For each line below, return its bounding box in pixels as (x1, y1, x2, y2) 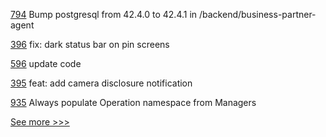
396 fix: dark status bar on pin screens (10, 39, 170, 50)
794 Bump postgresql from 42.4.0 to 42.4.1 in (10, 9, 198, 20)
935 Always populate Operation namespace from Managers (10, 97, 257, 108)
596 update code (10, 58, 82, 69)
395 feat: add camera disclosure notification (10, 77, 193, 89)
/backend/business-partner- (199, 9, 317, 20)
